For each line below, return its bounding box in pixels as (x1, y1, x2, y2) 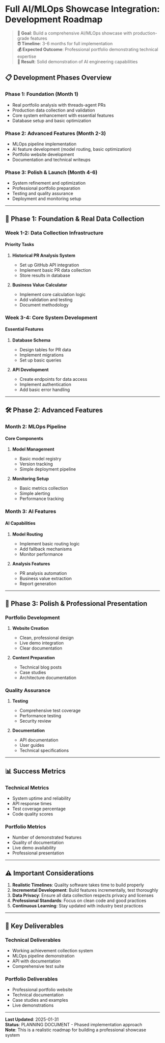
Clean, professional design (19, 635, 74, 641)
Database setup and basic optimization (12, 117, 92, 123)
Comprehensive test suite (12, 963, 64, 969)
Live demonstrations (12, 1002, 54, 1008)
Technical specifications (19, 748, 69, 754)
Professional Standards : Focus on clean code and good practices (12, 898, 146, 903)
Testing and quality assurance (12, 191, 74, 197)
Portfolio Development (5, 614, 60, 621)
